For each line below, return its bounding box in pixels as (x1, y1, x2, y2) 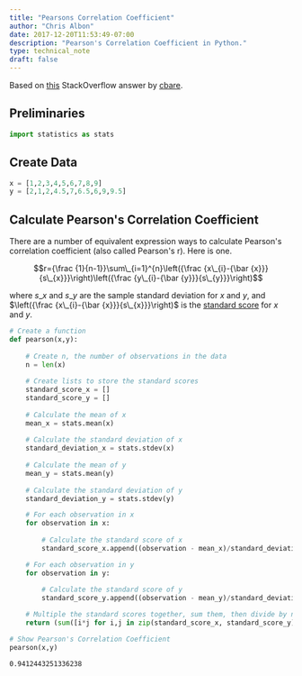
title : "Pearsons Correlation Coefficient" (9, 13, 175, 23)
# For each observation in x (25, 510, 135, 519)
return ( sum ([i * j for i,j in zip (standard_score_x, (25, 618, 223, 627)
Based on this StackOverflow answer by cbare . (9, 80, 183, 90)
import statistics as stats (9, 130, 115, 139)
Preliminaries (9, 105, 85, 122)
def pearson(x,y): (9, 334, 78, 343)
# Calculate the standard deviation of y (25, 486, 182, 495)
